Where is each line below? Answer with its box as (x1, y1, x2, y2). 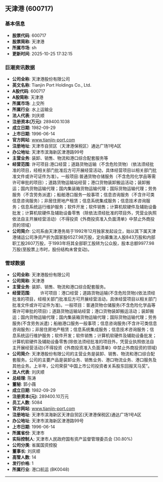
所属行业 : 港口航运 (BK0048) (12, 466, 69, 472)
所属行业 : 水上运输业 (12, 106, 53, 112)
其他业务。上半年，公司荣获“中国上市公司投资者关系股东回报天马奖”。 (12, 363, 152, 369)
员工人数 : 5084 (12, 400, 43, 406)
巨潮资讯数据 (5, 64, 35, 71)
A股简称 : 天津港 (12, 94, 44, 100)
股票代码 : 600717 (12, 32, 47, 38)
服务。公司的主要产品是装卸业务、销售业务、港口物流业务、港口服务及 (16, 357, 157, 363)
